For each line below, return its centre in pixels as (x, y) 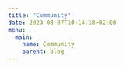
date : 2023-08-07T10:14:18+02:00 (62, 23)
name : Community (49, 45)
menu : (17, 30)
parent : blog (43, 52)
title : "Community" (40, 15)
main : (24, 37)
